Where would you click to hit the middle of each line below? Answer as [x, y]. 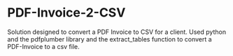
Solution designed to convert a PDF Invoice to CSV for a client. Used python [116, 32]
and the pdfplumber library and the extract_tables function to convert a [110, 39]
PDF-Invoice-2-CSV [66, 13]
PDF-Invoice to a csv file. [43, 46]
